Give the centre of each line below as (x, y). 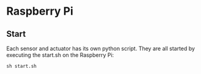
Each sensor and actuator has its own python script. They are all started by (101, 48)
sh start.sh (21, 66)
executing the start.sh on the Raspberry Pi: (60, 55)
